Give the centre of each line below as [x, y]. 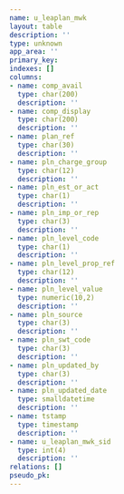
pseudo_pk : [30, 476]
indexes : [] [32, 69]
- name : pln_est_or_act [54, 188]
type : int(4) [42, 450]
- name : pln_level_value [56, 289]
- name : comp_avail [46, 86]
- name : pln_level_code [54, 238]
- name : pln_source [46, 314]
